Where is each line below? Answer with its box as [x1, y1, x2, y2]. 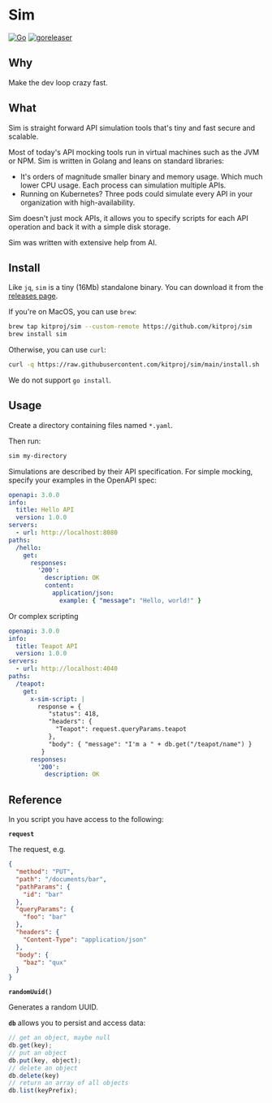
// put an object [8, 1049, 67, 1057]
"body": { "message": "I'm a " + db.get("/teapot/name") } [48, 740, 253, 748]
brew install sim [8, 331, 67, 339]
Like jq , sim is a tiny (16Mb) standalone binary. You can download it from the [8, 283, 264, 292]
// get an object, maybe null [8, 1034, 111, 1042]
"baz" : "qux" [23, 958, 67, 967]
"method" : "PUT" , [15, 867, 75, 876]
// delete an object [8, 1064, 79, 1072]
